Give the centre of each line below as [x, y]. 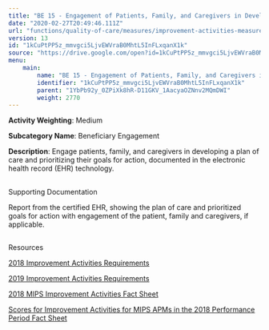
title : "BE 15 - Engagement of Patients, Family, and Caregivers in [125, 16]
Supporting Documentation [53, 191]
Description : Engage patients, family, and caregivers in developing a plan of [134, 151]
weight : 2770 [59, 98]
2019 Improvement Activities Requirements [79, 279]
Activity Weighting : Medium [55, 120]
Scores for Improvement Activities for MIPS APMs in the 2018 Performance [132, 310]
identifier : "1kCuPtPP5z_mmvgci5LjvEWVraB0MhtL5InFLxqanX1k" [141, 82]
